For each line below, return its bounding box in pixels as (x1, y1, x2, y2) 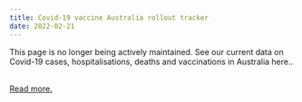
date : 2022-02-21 (9, 22, 75, 31)
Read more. (9, 83, 53, 94)
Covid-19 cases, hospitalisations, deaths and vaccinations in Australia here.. (9, 56, 294, 67)
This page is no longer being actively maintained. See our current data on (9, 46, 284, 57)
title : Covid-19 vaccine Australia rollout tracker (9, 13, 209, 23)
